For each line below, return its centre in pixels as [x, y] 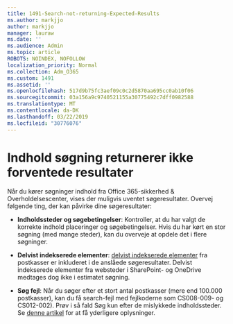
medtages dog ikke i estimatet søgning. [74, 278]
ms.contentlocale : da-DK [43, 110]
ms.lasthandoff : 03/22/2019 [48, 117]
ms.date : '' [24, 40]
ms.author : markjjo [35, 20]
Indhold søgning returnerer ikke [101, 157]
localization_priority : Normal [52, 65]
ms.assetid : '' [29, 85]
